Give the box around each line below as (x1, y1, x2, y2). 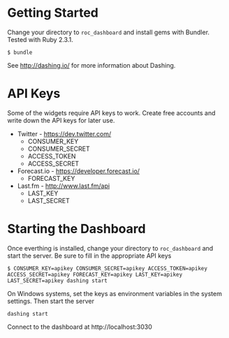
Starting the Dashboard (7, 221, 146, 237)
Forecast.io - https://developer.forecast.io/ (17, 166, 140, 175)
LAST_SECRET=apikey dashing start (7, 277, 108, 284)
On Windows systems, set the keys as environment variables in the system (7, 289, 222, 297)
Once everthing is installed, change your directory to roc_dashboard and (7, 244, 214, 252)
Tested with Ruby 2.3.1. (7, 35, 73, 43)
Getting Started (7, 5, 99, 21)
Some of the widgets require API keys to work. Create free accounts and (7, 108, 216, 117)
